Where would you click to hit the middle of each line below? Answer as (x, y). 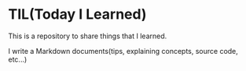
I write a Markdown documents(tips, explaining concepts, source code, (123, 51)
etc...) (18, 59)
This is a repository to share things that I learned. (88, 36)
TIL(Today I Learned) (77, 14)
